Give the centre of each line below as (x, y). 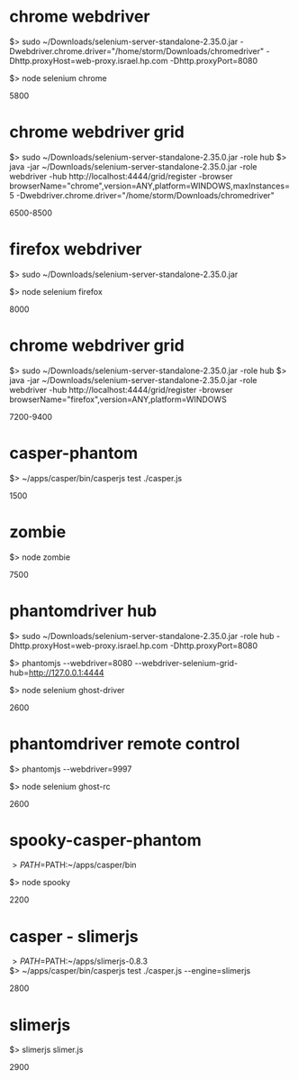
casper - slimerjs (74, 936)
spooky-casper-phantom (105, 840)
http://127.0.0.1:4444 (66, 673)
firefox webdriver (76, 249)
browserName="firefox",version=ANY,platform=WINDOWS (118, 399)
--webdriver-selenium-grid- (186, 663)
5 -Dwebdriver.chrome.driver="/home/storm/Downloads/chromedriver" (142, 195)
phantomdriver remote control (125, 743)
